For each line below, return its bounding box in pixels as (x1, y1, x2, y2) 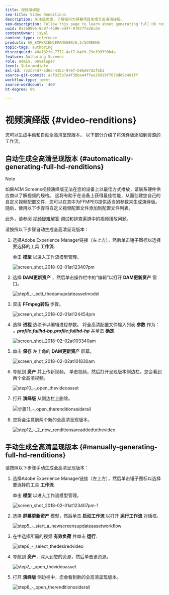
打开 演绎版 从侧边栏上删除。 (12, 395, 73, 402)
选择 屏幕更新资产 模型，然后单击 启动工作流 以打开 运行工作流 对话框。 (12, 513, 161, 519)
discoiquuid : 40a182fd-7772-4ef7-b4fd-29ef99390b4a (5, 49, 116, 54)
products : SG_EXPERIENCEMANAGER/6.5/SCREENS (5, 40, 100, 45)
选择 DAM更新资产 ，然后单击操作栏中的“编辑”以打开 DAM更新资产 (12, 274, 152, 280)
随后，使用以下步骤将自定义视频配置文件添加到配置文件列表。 (5, 205, 133, 211)
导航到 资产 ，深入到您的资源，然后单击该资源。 (12, 554, 111, 560)
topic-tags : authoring (5, 45, 53, 50)
